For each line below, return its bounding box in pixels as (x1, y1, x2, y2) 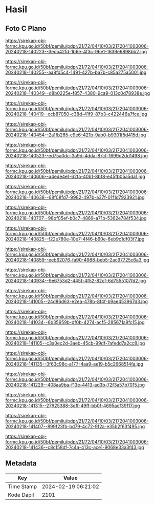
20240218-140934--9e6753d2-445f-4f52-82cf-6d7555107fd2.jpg (5, 278, 146, 284)
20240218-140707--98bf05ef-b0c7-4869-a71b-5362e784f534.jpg (5, 215, 147, 221)
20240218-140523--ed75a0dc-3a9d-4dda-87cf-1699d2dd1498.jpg (5, 153, 148, 158)
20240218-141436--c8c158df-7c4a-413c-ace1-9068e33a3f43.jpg (5, 445, 144, 450)
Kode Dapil (8, 491, 34, 498)
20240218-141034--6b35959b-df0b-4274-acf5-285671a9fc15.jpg (5, 319, 145, 325)
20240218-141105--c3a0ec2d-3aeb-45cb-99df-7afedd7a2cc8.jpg (5, 340, 145, 346)
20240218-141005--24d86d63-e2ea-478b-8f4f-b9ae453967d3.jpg (5, 298, 148, 305)
